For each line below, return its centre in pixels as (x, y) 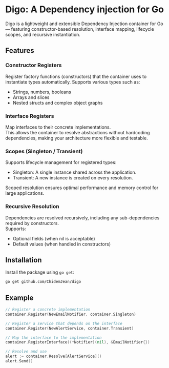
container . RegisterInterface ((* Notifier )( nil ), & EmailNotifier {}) (78, 342)
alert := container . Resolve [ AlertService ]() (54, 356)
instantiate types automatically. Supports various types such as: (73, 82)
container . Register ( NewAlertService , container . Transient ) (70, 328)
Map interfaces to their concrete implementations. (58, 127)
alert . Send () (19, 361)
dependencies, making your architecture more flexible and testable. (77, 138)
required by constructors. (32, 223)
